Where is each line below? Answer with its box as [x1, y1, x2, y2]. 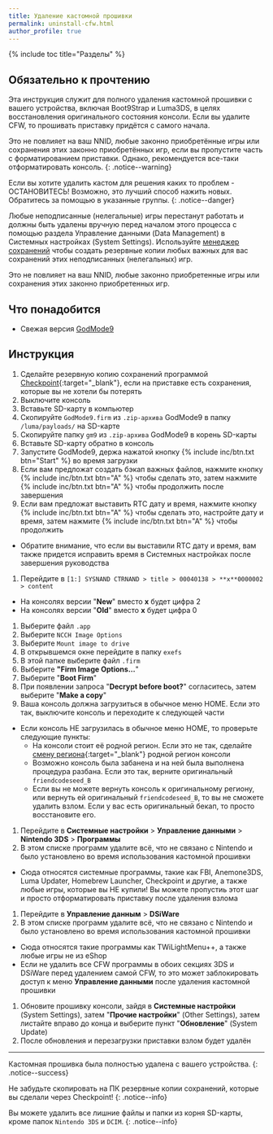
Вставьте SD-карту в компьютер [19, 404, 134, 414]
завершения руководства [19, 558, 110, 567]
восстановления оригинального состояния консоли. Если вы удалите [8, 112, 250, 122]
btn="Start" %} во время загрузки [19, 455, 138, 465]
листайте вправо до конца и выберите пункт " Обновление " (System [19, 1018, 258, 1028]
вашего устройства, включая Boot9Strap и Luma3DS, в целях [8, 103, 221, 113]
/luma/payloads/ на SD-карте [19, 421, 120, 431]
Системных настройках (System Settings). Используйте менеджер [8, 237, 240, 247]
